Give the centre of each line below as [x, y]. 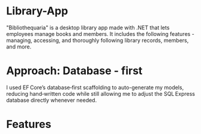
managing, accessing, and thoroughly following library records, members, [97, 40]
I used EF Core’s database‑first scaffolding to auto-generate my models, [95, 87]
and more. [19, 47]
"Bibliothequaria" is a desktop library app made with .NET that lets [88, 28]
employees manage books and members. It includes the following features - [100, 33]
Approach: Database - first [74, 71]
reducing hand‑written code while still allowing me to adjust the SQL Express [100, 93]
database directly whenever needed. [52, 100]
